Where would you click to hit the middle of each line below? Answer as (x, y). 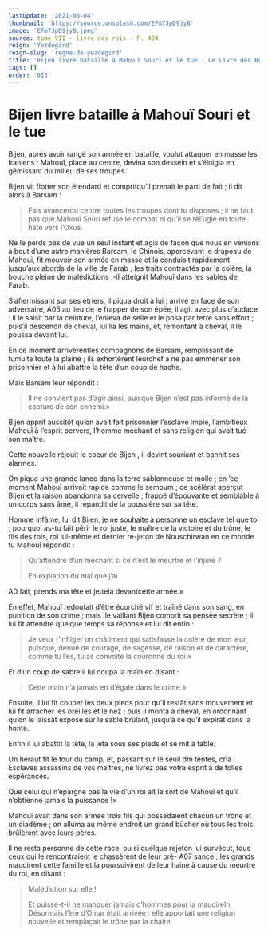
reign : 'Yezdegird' (41, 46)
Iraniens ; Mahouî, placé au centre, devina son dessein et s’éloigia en (121, 162)
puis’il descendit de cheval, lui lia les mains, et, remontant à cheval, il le (125, 326)
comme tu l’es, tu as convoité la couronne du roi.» (110, 656)
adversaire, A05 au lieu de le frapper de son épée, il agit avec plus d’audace (133, 309)
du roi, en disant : (37, 873)
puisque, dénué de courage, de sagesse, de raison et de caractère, (138, 647)
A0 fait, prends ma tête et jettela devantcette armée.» (96, 591)
